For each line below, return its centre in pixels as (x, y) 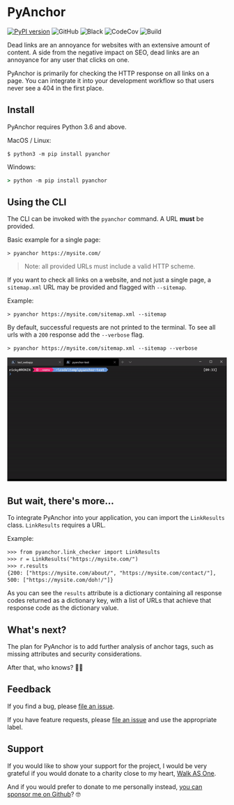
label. (15, 727)
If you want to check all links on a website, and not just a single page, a (109, 280)
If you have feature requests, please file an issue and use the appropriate (112, 719)
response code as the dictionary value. (63, 608)
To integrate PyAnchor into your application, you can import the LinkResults (116, 518)
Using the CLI (37, 202)
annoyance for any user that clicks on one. (69, 59)
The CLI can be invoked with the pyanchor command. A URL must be (106, 219)
